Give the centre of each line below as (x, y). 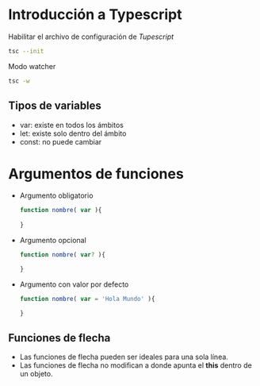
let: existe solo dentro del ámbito (73, 133)
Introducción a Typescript (95, 15)
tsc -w (19, 81)
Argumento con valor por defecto (74, 284)
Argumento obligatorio (56, 195)
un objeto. (36, 374)
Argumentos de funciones (96, 174)
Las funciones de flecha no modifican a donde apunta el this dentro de (136, 365)
